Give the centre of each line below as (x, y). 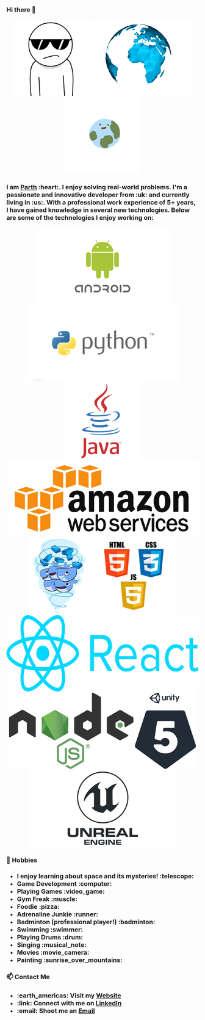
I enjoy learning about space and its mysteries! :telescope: (105, 877)
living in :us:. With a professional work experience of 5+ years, (101, 203)
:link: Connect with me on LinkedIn (69, 1004)
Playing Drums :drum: (50, 938)
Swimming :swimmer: (50, 930)
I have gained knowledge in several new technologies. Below (98, 210)
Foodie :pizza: (38, 907)
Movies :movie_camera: (53, 953)
